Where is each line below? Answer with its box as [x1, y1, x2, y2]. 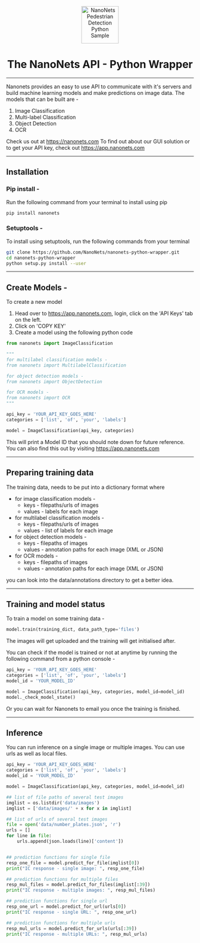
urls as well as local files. [6, 750, 67, 757]
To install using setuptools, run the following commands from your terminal [6, 238, 190, 245]
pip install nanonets [6, 210, 60, 216]
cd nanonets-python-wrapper [6, 255, 76, 261]
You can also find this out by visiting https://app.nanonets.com [6, 445, 160, 452]
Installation [6, 167, 49, 177]
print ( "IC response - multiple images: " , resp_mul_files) [6, 887, 156, 893]
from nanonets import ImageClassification [6, 340, 113, 347]
